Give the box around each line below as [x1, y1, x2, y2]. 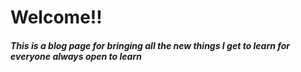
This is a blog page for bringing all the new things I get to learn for [10, 39, 291, 51]
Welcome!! [10, 6, 103, 29]
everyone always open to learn [10, 50, 142, 62]
